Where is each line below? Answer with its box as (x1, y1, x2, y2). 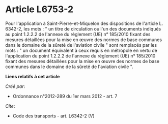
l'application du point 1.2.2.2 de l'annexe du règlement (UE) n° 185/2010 (5, 52, 156, 59)
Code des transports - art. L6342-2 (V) (12, 113, 95, 119)
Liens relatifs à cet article (5, 73, 60, 79)
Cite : (5, 103, 15, 109)
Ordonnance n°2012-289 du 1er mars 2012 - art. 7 (12, 93, 118, 99)
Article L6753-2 (5, 4, 74, 15)
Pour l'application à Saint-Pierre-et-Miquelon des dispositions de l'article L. (5, 20, 163, 26)
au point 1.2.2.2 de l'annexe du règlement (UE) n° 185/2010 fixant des (5, 31, 151, 37)
